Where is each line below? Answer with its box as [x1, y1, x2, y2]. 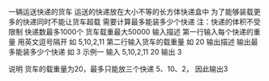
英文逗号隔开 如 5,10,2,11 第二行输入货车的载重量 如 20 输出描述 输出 [23, 37, 251, 47]
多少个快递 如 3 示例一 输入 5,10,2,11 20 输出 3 [29, 47, 182, 56]
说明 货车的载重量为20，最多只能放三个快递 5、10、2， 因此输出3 [8, 64, 228, 74]
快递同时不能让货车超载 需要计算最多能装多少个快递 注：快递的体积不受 [22, 17, 261, 26]
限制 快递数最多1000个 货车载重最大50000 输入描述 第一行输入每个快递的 [8, 27, 254, 36]
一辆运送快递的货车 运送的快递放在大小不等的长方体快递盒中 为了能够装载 [8, 7, 254, 16]
